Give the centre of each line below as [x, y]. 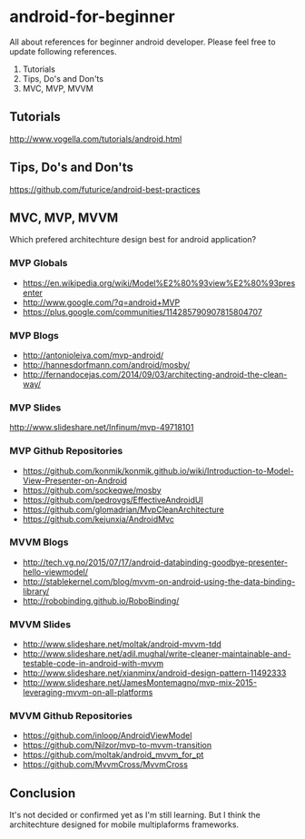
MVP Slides [35, 408]
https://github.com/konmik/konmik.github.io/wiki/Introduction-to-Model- [158, 470]
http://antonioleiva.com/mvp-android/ [93, 355]
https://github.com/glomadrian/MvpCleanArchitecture [123, 509]
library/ [36, 591]
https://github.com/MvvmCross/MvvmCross [105, 765]
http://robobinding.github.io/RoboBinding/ [101, 600]
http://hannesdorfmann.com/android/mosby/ [106, 364]
